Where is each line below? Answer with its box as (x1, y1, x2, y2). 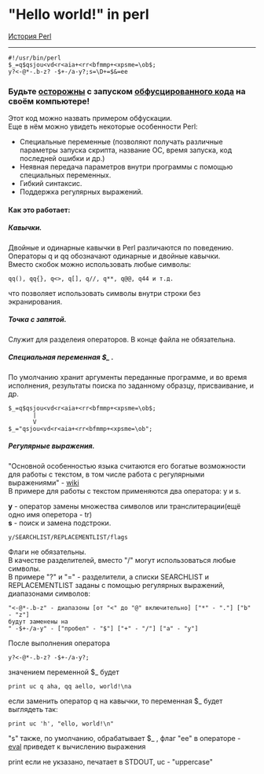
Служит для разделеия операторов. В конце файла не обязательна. (8, 334, 236, 344)
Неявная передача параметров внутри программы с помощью (19, 162, 233, 172)
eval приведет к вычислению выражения (8, 742, 146, 751)
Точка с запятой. (8, 315, 67, 324)
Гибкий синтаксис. (19, 179, 82, 188)
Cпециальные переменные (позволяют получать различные (19, 137, 223, 147)
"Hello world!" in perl (8, 5, 149, 24)
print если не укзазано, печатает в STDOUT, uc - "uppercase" (8, 757, 214, 766)
